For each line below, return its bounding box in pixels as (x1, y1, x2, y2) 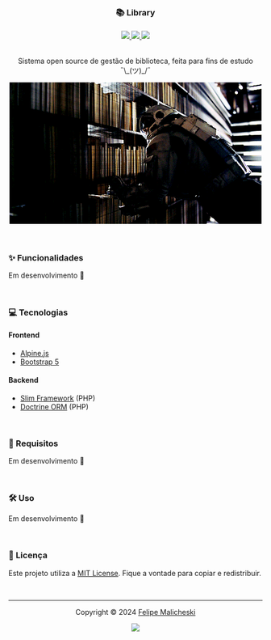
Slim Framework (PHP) (19, 393, 96, 403)
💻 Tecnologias (8, 307, 69, 318)
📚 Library (115, 6, 156, 18)
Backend (8, 375, 39, 385)
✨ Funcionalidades (8, 252, 84, 264)
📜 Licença (8, 549, 48, 561)
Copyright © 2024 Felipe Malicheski (75, 607, 196, 617)
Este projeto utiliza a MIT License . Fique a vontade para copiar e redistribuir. (8, 568, 262, 578)
